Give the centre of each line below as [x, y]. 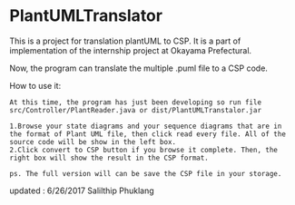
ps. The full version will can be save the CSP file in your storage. [146, 173]
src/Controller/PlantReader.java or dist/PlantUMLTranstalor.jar [135, 110]
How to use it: [35, 85]
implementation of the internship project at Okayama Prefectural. [131, 50]
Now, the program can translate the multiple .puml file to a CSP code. [138, 68]
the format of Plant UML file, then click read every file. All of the [147, 134]
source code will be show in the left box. [93, 142]
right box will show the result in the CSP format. [109, 158]
